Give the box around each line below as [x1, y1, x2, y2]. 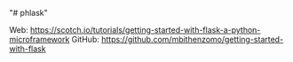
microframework [9, 35, 70, 44]
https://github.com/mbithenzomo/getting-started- [100, 35, 284, 44]
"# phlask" [9, 8, 49, 18]
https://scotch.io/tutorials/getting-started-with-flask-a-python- [29, 25, 261, 35]
